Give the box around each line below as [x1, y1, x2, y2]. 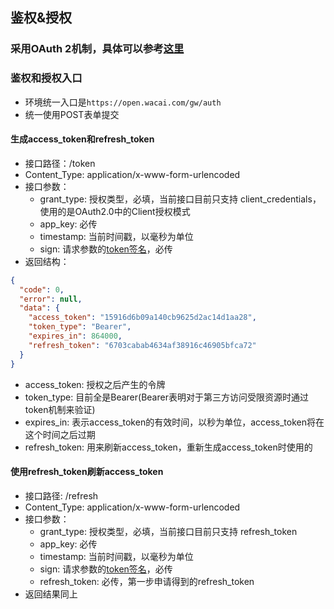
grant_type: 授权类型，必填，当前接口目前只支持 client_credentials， [39, 193, 322, 205]
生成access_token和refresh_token [10, 133, 155, 145]
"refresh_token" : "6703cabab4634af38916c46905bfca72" [28, 340, 257, 350]
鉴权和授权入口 [10, 71, 83, 85]
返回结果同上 [24, 588, 78, 600]
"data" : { [19, 303, 60, 313]
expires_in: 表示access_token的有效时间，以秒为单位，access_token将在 [24, 416, 325, 428]
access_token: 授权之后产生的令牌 [24, 378, 166, 390]
